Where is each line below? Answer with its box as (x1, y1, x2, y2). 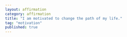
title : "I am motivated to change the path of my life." (5, 16, 123, 21)
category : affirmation (5, 12, 51, 16)
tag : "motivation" (5, 20, 42, 25)
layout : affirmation (5, 7, 47, 12)
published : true (5, 25, 38, 30)
